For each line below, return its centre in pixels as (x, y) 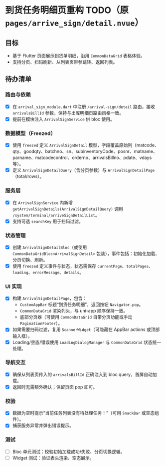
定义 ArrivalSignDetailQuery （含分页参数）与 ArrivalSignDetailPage (83, 170)
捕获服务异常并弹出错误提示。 (43, 425)
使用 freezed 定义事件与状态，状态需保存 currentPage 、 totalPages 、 (83, 266)
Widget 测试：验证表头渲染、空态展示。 (53, 457)
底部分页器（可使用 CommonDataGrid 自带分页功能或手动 (76, 317)
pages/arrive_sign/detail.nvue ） (74, 23)
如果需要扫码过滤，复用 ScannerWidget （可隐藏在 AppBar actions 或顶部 (86, 329)
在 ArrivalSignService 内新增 (43, 202)
